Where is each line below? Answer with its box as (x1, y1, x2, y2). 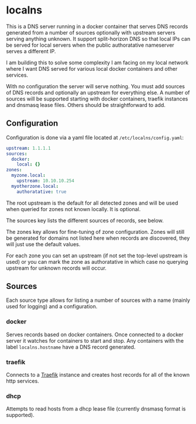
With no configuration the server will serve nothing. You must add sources (6, 82, 185, 89)
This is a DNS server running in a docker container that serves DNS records (6, 23, 188, 30)
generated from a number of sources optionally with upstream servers (6, 29, 176, 36)
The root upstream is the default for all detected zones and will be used (6, 199, 178, 206)
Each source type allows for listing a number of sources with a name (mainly (6, 297, 190, 304)
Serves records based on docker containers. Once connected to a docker (6, 331, 184, 338)
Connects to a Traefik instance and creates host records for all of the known (6, 371, 190, 378)
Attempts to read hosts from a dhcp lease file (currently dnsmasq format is (6, 405, 186, 412)
